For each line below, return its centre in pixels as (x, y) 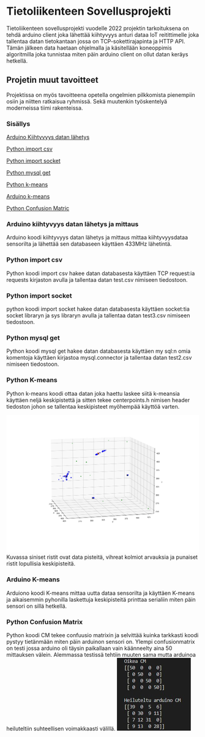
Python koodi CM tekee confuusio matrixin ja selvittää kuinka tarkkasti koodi (102, 635)
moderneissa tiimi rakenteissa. (45, 108)
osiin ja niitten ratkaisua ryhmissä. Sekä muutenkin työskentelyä (87, 101)
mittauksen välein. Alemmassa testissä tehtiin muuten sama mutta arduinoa (101, 654)
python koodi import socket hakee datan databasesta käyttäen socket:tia (98, 309)
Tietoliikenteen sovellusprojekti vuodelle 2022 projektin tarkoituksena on (98, 28)
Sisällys (18, 124)
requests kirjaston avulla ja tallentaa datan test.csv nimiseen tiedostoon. (97, 279)
